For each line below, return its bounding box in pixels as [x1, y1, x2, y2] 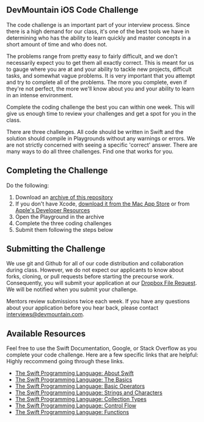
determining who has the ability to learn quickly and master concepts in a [6, 34, 191, 42]
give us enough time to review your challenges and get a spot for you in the [6, 109, 197, 117]
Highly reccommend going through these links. [6, 358, 125, 365]
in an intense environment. [6, 91, 73, 98]
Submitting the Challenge [6, 244, 106, 254]
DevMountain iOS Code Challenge [6, 5, 139, 15]
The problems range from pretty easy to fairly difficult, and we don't [6, 52, 178, 60]
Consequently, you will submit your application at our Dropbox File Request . [6, 279, 197, 287]
